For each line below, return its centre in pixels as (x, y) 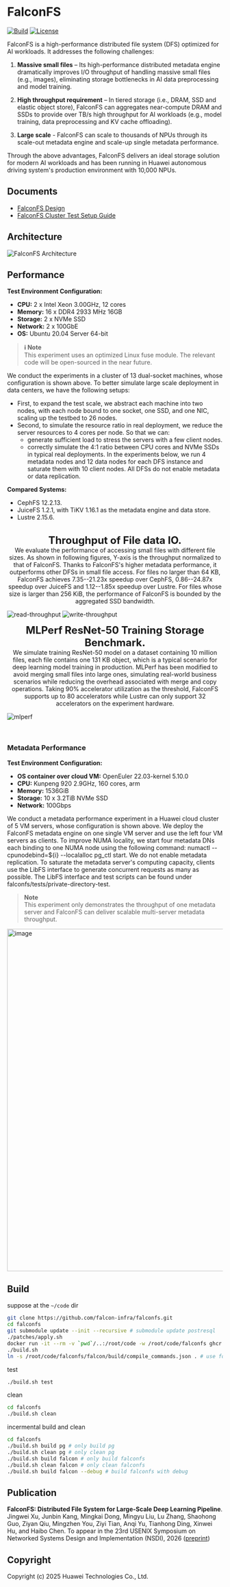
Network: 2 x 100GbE (48, 327)
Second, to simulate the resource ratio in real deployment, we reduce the (120, 425)
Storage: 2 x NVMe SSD (51, 319)
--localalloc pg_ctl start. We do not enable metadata (134, 855)
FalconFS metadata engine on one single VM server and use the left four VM (115, 833)
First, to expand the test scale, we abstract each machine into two (110, 403)
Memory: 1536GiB (43, 790)
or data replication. (54, 476)
